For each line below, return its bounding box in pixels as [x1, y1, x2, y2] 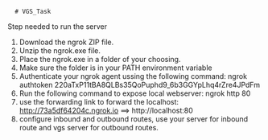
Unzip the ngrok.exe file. [19, 46, 101, 56]
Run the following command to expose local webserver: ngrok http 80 [19, 89, 251, 98]
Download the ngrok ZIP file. [19, 37, 114, 47]
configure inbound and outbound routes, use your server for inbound [19, 114, 249, 124]
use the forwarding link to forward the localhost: [19, 97, 179, 106]
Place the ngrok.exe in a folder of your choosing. [19, 55, 181, 64]
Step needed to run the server [7, 22, 108, 31]
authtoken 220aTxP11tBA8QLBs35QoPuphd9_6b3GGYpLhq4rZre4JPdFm [19, 80, 261, 89]
